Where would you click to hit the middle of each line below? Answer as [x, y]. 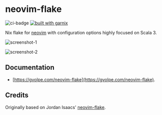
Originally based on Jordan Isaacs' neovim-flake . [56, 107]
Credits [17, 95]
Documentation [30, 67]
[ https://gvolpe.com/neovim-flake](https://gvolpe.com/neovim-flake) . [84, 79]
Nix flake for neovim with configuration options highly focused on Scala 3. [81, 32]
